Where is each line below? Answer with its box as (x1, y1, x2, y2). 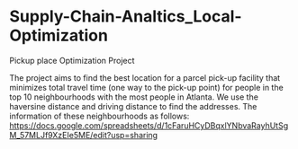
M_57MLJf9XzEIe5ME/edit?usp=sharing (9, 129, 158, 140)
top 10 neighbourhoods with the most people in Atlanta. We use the (9, 92, 259, 102)
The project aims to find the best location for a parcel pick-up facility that (9, 72, 281, 83)
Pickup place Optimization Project (9, 55, 135, 66)
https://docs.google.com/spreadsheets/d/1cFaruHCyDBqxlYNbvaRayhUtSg (9, 119, 289, 131)
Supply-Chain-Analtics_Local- (9, 6, 242, 27)
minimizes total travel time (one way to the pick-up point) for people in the (9, 82, 284, 92)
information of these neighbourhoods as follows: (9, 110, 190, 121)
